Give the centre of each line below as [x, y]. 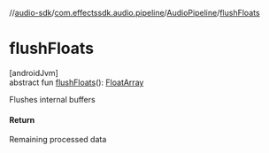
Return [22, 119]
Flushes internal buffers [52, 99]
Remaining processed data [58, 140]
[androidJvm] [34, 73]
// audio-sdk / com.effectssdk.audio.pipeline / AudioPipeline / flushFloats [134, 13]
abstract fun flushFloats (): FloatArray [77, 82]
